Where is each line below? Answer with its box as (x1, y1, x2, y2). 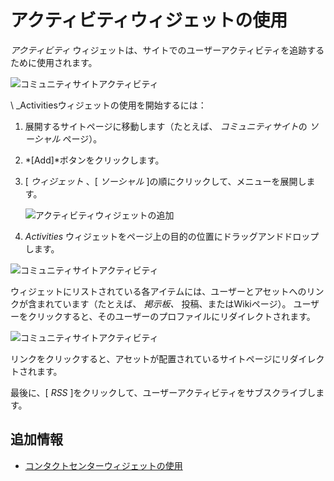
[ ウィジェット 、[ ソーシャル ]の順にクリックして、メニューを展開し (24, 175, 307, 187)
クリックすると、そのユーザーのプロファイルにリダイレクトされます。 (27, 310, 316, 322)
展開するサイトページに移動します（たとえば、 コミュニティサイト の (24, 120, 308, 132)
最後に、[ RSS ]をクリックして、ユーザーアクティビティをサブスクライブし (10, 386, 317, 398)
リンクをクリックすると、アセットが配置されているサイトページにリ (10, 352, 290, 365)
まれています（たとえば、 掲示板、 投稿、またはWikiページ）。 (36, 297, 292, 310)
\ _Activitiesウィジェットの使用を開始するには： (10, 99, 207, 111)
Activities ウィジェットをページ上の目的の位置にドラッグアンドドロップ (24, 230, 320, 242)
